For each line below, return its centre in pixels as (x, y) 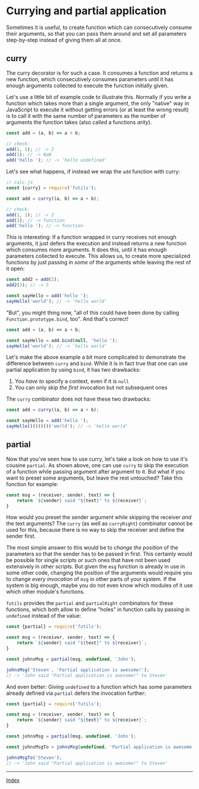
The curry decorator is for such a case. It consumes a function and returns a (99, 73)
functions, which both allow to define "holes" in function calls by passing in (98, 609)
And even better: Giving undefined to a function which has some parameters (99, 686)
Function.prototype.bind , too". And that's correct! (67, 319)
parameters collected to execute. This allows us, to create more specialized (98, 256)
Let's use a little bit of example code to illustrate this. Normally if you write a (99, 97)
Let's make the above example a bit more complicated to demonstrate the (96, 357)
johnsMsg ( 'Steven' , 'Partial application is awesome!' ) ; (78, 670)
